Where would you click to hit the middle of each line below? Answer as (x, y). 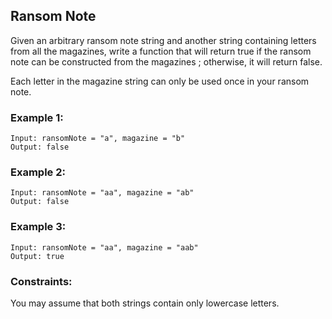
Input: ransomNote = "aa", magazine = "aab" (104, 247)
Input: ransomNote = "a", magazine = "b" (98, 139)
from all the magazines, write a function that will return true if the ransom (161, 51)
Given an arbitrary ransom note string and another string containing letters (163, 40)
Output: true (37, 256)
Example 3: (38, 227)
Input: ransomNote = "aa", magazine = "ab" (102, 193)
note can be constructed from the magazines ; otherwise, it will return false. (166, 61)
